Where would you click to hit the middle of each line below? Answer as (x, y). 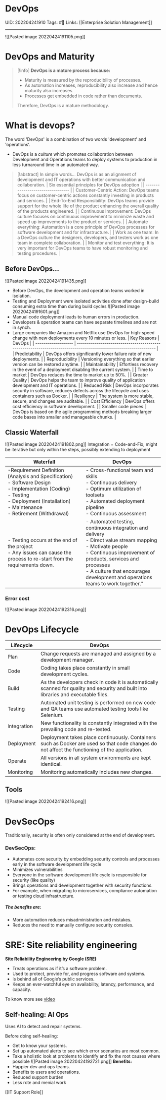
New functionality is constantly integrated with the (99, 723)
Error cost (17, 599)
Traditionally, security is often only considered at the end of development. (80, 835)
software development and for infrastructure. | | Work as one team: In (88, 232)
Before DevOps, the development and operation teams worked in (78, 290)
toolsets (95, 495)
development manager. (67, 660)
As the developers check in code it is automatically (99, 682)
